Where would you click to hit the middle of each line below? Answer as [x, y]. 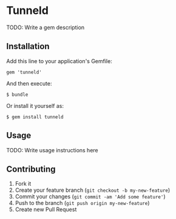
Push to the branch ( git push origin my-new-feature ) [82, 203]
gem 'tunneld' [24, 72]
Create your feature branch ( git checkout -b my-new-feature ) [93, 190]
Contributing [31, 169]
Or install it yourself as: [35, 106]
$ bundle [17, 95]
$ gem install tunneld [35, 117]
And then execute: [29, 83]
